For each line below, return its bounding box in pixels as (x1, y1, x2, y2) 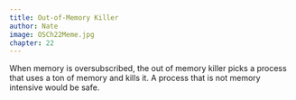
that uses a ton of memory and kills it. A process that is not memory (9, 73, 261, 84)
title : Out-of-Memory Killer (9, 13, 119, 23)
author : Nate (9, 22, 59, 31)
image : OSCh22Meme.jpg (9, 30, 95, 39)
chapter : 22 (9, 38, 54, 48)
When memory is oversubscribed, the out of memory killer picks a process (9, 63, 287, 74)
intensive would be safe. (9, 82, 100, 93)
